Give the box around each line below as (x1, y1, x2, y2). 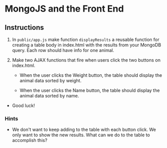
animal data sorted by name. (19, 93, 79, 98)
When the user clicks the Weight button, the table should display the (19, 72, 162, 78)
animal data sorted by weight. (19, 78, 82, 83)
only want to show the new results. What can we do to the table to (12, 132, 150, 138)
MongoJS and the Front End (5, 3, 124, 15)
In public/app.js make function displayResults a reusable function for (12, 36, 160, 42)
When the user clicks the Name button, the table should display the (19, 87, 160, 93)
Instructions (5, 23, 44, 32)
